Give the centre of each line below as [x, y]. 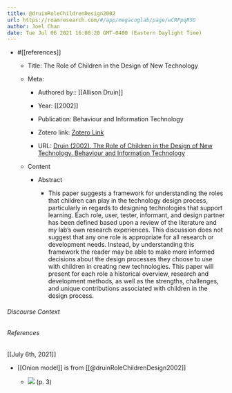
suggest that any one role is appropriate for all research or [131, 237]
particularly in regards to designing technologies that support [135, 208]
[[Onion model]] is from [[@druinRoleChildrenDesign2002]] [101, 368]
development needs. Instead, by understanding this [121, 245]
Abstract [50, 180]
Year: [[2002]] [58, 106]
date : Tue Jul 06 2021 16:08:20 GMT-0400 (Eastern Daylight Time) [105, 33]
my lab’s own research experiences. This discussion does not [135, 230]
